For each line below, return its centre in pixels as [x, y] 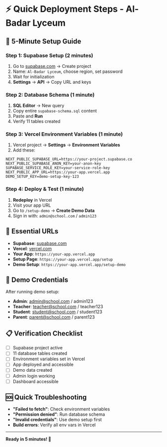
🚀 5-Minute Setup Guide [43, 41]
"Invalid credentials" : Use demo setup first [57, 420]
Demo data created [32, 370]
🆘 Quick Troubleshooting [46, 397]
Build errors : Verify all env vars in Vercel [54, 425]
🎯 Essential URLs [32, 231]
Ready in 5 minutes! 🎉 [28, 439]
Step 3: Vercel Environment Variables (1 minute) [64, 134]
